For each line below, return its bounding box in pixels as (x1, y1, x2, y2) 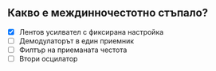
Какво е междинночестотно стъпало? (7, 6, 209, 20)
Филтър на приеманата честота (18, 45, 128, 54)
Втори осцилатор (18, 54, 78, 63)
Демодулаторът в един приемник (18, 35, 135, 46)
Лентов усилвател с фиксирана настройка (18, 27, 164, 36)
